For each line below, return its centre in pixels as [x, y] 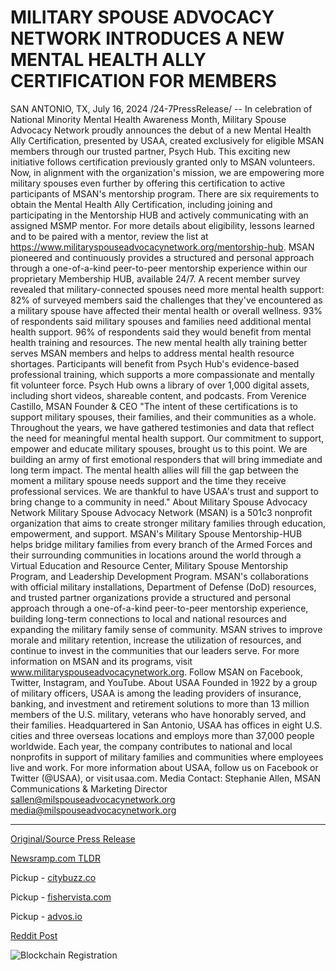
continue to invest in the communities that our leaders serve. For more [155, 650]
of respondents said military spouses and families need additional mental [161, 321]
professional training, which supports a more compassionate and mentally [162, 374]
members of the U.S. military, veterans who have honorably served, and [158, 714]
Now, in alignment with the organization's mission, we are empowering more [167, 172]
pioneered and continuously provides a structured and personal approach [162, 257]
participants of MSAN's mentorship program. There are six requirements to [165, 193]
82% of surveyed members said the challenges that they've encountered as [166, 300]
